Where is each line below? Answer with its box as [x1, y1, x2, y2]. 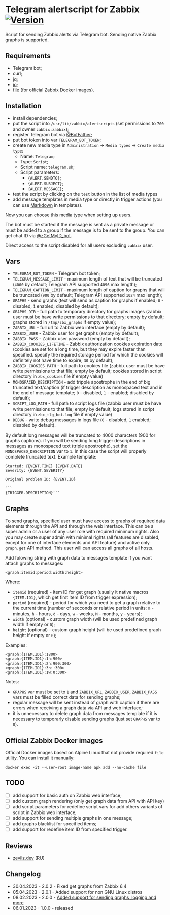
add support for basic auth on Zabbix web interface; [12, 792, 122, 798]
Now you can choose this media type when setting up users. [5, 212, 132, 218]
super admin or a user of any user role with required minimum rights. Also [5, 529, 159, 535]
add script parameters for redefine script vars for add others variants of [12, 803, 163, 809]
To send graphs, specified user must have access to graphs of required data [5, 518, 165, 524]
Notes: [5, 679, 19, 685]
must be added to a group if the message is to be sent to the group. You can [5, 227, 165, 233]
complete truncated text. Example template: [5, 454, 97, 460]
